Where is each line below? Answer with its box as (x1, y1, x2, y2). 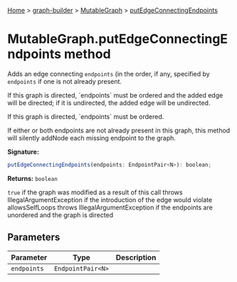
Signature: (7, 147, 39, 156)
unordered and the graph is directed (7, 210, 114, 219)
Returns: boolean (7, 174, 58, 182)
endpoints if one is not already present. (7, 77, 122, 85)
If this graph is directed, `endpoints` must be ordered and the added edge (7, 90, 223, 99)
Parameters (7, 231, 60, 244)
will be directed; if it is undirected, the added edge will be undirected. (7, 98, 211, 107)
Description (115, 252, 157, 262)
